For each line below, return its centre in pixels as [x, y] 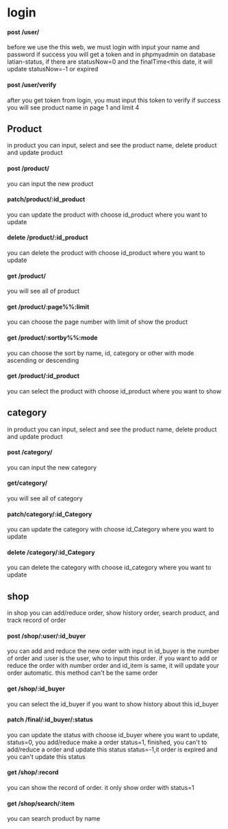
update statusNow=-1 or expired [53, 69]
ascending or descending [43, 360]
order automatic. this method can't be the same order [83, 673]
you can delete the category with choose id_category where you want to [109, 568]
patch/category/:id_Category [50, 514]
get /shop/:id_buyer [36, 689]
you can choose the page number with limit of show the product [98, 322]
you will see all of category [45, 498]
